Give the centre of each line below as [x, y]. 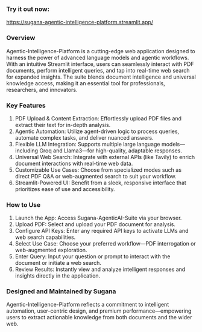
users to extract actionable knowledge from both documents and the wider [99, 317]
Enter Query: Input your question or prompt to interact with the [93, 256]
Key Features [26, 105]
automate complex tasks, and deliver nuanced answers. [84, 137]
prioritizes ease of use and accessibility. [65, 189]
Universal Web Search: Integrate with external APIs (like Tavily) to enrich [105, 157]
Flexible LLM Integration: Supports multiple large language [87, 144]
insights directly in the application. [58, 276]
